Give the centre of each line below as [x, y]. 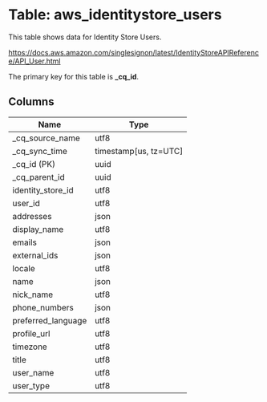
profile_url [31, 333]
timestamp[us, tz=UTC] [139, 151]
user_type [31, 385]
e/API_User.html [34, 61]
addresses [32, 216]
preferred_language [50, 320]
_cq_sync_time [40, 151]
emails [25, 242]
